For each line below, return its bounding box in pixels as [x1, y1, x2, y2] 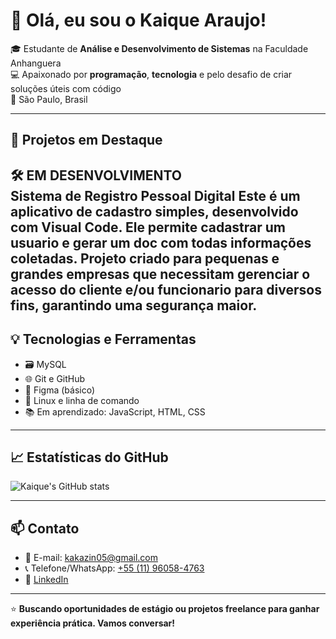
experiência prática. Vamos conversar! [10, 617, 176, 629]
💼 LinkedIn [24, 574, 69, 586]
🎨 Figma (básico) [24, 384, 96, 396]
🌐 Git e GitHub [24, 372, 86, 384]
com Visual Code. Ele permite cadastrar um [10, 219, 286, 236]
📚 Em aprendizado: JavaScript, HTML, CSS [24, 405, 206, 418]
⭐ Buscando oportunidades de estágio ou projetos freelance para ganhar [10, 603, 320, 615]
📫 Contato [10, 520, 80, 537]
